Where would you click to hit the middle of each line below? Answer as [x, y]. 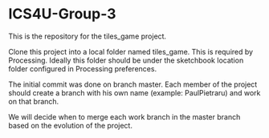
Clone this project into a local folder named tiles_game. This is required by [131, 51]
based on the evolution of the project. [70, 125]
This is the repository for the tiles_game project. [88, 36]
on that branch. [34, 101]
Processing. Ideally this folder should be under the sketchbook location [126, 60]
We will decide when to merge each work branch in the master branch [124, 116]
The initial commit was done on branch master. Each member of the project [133, 84]
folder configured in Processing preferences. [83, 68]
